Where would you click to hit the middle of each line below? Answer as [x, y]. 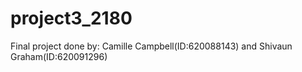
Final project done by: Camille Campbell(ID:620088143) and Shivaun [151, 46]
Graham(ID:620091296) [59, 56]
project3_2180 [71, 18]
